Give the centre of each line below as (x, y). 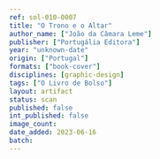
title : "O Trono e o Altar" (61, 26)
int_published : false (49, 116)
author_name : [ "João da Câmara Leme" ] (80, 34)
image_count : (33, 125)
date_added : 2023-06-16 (53, 132)
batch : (21, 140)
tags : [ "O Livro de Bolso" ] (61, 83)
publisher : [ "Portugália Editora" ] (75, 42)
